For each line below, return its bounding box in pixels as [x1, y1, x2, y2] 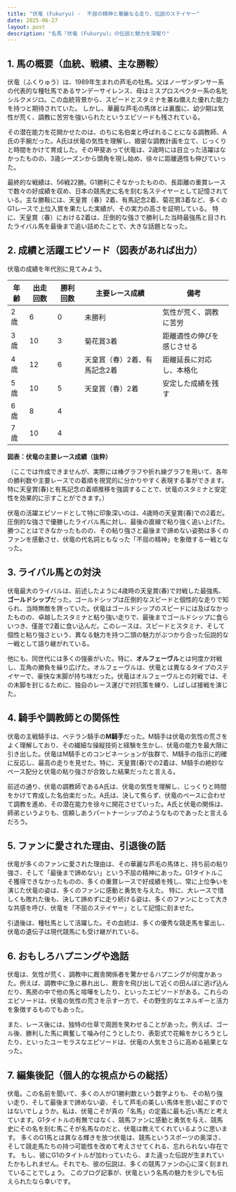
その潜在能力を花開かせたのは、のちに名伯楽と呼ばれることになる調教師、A [7, 128, 227, 137]
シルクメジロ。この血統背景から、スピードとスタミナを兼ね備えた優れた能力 [7, 96, 229, 104]
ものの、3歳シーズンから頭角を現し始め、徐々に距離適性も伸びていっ [25, 154, 226, 163]
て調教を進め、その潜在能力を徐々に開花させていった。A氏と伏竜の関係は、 [7, 799, 227, 808]
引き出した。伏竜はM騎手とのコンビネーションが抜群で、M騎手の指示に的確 [7, 749, 228, 758]
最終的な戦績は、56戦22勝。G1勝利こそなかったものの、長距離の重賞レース [7, 178, 226, 186]
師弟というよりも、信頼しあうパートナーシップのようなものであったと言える [7, 809, 228, 817]
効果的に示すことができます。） [19, 493, 109, 502]
